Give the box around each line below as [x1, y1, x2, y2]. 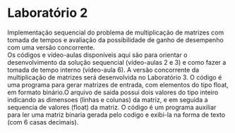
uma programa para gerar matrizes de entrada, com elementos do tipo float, [7, 80, 229, 89]
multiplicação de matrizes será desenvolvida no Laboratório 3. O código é [7, 72, 222, 82]
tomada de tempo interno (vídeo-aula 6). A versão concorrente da [7, 65, 200, 74]
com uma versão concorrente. [7, 43, 95, 51]
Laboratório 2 [7, 5, 88, 21]
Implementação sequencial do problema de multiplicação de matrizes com [7, 28, 224, 37]
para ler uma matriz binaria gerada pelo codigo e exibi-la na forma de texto [7, 110, 226, 119]
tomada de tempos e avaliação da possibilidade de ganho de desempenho [7, 35, 224, 44]
